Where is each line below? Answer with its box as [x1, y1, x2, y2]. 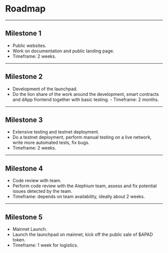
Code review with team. [12, 178, 61, 184]
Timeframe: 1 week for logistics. [12, 242, 78, 248]
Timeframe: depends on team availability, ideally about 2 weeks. [12, 194, 145, 200]
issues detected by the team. [12, 188, 72, 194]
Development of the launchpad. [12, 86, 77, 92]
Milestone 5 [5, 213, 43, 221]
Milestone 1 [5, 29, 41, 38]
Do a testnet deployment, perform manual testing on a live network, [12, 134, 152, 141]
